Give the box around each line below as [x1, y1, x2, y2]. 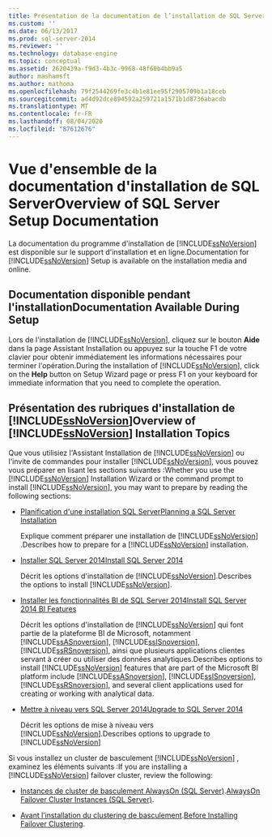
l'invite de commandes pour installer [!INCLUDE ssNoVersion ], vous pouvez [8, 457, 259, 466]
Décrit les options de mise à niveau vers [19, 720, 154, 730]
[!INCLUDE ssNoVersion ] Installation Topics [8, 427, 231, 440]
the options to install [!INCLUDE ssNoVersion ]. [19, 580, 172, 590]
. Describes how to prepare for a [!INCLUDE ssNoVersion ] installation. [19, 540, 249, 550]
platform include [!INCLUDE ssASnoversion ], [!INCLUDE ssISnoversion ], [19, 672, 257, 681]
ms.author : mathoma [8, 79, 74, 88]
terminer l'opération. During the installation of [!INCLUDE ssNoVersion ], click [8, 360, 260, 370]
